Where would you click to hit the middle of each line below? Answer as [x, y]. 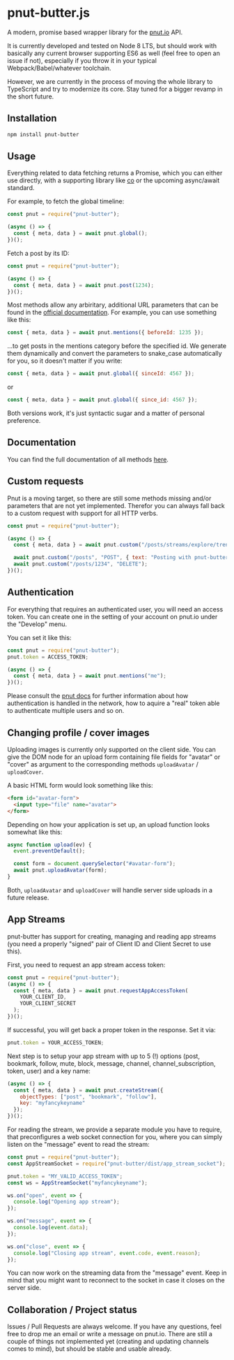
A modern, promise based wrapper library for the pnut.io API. [95, 32]
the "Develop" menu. [37, 624]
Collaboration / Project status [72, 1309]
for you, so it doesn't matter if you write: [65, 361]
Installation [32, 118]
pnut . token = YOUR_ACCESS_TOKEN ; [56, 1043]
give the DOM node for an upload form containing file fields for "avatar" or [114, 757]
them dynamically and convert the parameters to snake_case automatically [115, 354]
